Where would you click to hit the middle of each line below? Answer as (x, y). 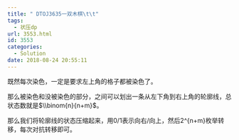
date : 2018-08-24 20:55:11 (47, 60)
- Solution (30, 54)
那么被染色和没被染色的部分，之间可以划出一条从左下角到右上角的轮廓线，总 (119, 96)
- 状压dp (26, 27)
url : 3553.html (30, 34)
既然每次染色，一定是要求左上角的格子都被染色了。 (82, 81)
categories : (25, 47)
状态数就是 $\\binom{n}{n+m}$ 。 (55, 105)
